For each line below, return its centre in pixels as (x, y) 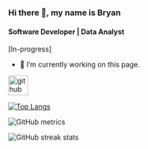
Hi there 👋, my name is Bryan (65, 13)
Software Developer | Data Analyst (66, 32)
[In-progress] (30, 49)
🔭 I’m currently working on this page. (80, 65)
